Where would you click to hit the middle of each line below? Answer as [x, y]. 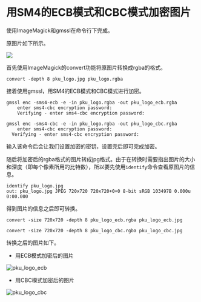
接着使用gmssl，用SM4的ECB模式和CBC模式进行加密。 [76, 91]
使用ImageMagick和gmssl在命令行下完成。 [60, 30]
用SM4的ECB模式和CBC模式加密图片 [99, 12]
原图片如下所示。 [28, 43]
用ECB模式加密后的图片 [44, 255]
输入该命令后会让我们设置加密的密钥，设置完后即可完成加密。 [83, 146]
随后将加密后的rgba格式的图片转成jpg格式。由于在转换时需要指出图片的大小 [101, 159]
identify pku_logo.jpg [35, 186]
